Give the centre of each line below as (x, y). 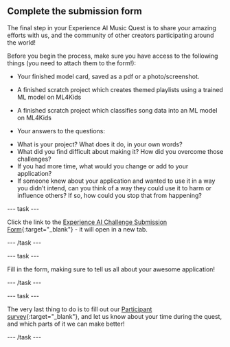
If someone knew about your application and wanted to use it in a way (116, 181)
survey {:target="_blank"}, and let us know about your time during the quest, (114, 316)
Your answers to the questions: (61, 131)
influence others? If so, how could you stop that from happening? (110, 195)
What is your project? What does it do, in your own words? (100, 144)
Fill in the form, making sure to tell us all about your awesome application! (111, 269)
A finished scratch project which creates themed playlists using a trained (120, 89)
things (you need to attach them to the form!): (71, 63)
